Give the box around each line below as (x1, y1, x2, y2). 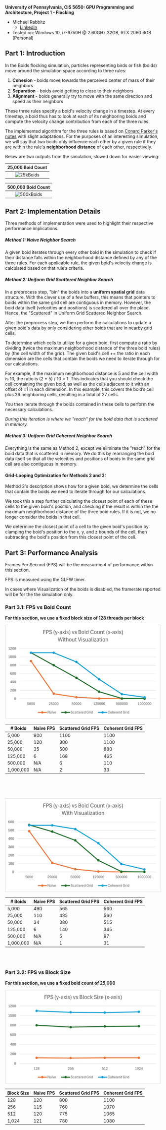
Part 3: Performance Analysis (5, 548, 98, 557)
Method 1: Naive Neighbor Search (5, 237, 76, 242)
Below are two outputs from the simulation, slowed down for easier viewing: (5, 153, 160, 159)
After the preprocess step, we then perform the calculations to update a (5, 320, 152, 326)
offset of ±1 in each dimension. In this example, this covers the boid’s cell (5, 386, 154, 392)
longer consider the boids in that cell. (5, 514, 81, 520)
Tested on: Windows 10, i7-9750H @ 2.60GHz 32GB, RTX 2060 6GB (12, 30, 152, 35)
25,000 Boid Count (7, 165, 47, 171)
